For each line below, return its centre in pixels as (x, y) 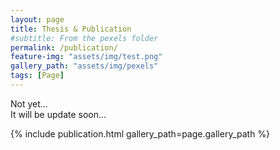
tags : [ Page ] (37, 76)
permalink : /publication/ (64, 47)
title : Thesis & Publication (71, 29)
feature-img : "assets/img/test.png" (86, 57)
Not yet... (29, 103)
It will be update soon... (58, 114)
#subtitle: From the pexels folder (84, 38)
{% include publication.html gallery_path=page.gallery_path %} (140, 133)
